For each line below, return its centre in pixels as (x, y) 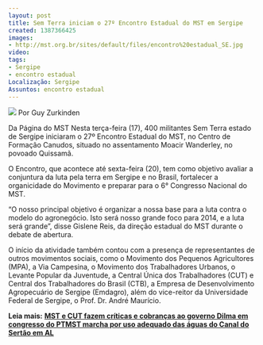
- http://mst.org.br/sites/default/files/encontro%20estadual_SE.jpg (126, 45)
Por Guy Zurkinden (49, 113)
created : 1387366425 (43, 30)
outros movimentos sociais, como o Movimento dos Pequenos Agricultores (131, 259)
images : (21, 38)
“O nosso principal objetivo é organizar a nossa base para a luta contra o (128, 209)
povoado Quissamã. (41, 153)
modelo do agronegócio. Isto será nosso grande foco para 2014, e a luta (126, 218)
